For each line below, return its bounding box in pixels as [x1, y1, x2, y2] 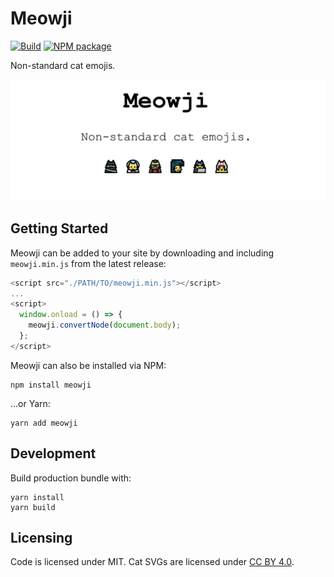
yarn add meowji [10, 418, 78, 428]
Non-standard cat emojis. [10, 59, 116, 71]
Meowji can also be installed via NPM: [10, 359, 167, 371]
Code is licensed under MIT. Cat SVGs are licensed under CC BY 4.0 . [10, 556, 295, 568]
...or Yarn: [10, 397, 51, 409]
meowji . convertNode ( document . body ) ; [28, 320, 182, 331]
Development [10, 445, 97, 462]
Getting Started [10, 220, 109, 237]
